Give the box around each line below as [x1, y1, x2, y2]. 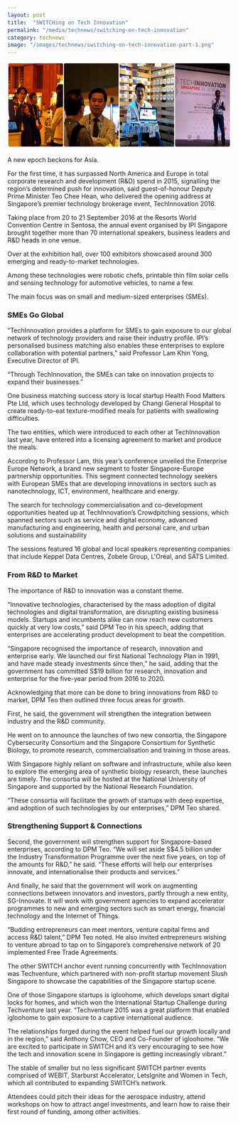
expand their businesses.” [7, 377, 84, 387]
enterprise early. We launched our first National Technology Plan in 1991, [7, 651, 220, 660]
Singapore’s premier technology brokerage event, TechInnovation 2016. [7, 199, 217, 208]
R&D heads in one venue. [7, 235, 82, 245]
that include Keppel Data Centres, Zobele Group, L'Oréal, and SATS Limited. [7, 552, 229, 561]
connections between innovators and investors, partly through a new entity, [7, 888, 229, 897]
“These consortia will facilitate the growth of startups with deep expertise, [7, 796, 225, 805]
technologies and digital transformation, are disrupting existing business [7, 608, 219, 616]
